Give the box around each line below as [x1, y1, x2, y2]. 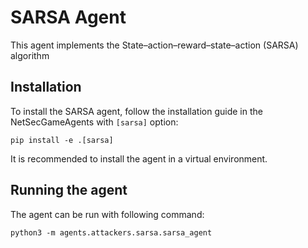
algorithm [10, 49, 50, 61]
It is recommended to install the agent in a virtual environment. [10, 152, 268, 165]
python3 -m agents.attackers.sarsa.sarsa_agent [10, 227, 213, 238]
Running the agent [10, 182, 128, 199]
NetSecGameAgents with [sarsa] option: [10, 116, 179, 128]
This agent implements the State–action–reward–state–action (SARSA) [10, 39, 299, 51]
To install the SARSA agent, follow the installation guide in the [10, 105, 263, 117]
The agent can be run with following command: [10, 208, 205, 220]
